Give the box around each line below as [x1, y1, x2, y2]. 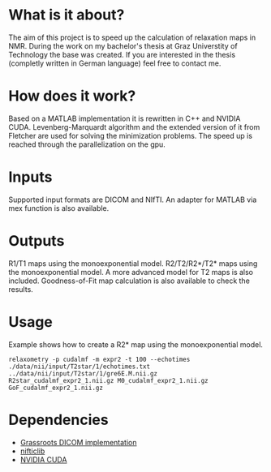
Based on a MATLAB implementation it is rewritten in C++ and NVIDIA [8, 114, 241, 123]
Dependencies [8, 410, 109, 429]
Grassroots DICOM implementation [19, 437, 137, 447]
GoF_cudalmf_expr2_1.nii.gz [8, 384, 104, 392]
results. [8, 284, 34, 294]
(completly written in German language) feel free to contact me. [8, 58, 222, 68]
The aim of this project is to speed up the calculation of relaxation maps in [8, 32, 256, 42]
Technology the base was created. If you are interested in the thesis [8, 49, 236, 59]
